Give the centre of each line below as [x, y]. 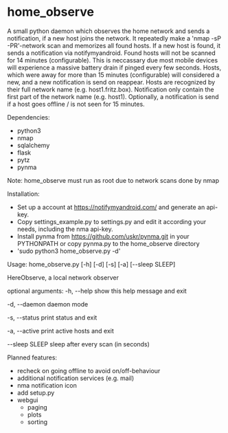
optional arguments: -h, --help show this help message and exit [97, 291]
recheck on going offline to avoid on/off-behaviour [89, 370]
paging [37, 407]
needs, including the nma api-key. [65, 229]
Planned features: [32, 357]
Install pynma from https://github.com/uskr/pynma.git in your [103, 236]
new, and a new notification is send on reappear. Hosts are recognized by [111, 82]
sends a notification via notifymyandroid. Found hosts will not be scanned [112, 53]
